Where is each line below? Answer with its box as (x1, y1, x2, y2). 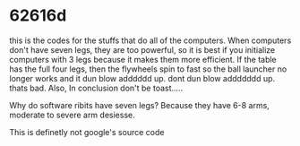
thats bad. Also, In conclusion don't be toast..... (9, 82, 184, 93)
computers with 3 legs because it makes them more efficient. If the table (9, 54, 278, 64)
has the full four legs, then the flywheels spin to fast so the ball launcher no (9, 64, 287, 74)
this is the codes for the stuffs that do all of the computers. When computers (9, 35, 292, 46)
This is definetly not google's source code (9, 126, 165, 137)
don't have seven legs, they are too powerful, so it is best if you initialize (9, 44, 276, 55)
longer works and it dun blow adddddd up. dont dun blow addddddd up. (9, 73, 276, 83)
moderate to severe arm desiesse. (9, 109, 136, 120)
